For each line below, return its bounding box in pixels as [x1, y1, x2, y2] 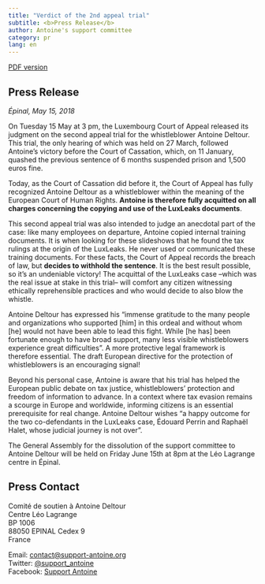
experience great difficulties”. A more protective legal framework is [8, 343, 226, 352]
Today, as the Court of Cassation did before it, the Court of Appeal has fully [8, 178, 254, 188]
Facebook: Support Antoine [8, 567, 98, 576]
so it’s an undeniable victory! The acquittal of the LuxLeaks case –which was [8, 269, 257, 278]
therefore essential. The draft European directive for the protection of [8, 352, 233, 361]
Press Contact [8, 480, 80, 493]
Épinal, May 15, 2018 [8, 106, 75, 115]
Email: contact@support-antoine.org [8, 549, 126, 560]
